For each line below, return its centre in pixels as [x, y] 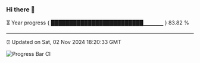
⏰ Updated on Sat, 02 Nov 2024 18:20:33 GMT [64, 42]
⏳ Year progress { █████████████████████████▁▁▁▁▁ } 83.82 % [98, 23]
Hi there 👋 [21, 10]
